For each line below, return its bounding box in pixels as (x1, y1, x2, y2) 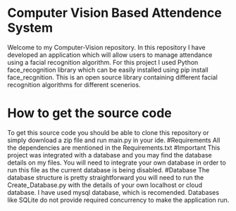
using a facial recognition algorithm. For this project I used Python (7, 58, 199, 66)
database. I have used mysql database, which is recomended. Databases (7, 188, 220, 196)
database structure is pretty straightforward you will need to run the (7, 173, 204, 181)
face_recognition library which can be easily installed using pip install (7, 65, 209, 74)
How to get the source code (7, 105, 173, 121)
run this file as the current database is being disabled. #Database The (7, 165, 210, 174)
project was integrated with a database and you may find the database (7, 151, 213, 159)
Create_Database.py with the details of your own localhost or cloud (7, 181, 203, 189)
